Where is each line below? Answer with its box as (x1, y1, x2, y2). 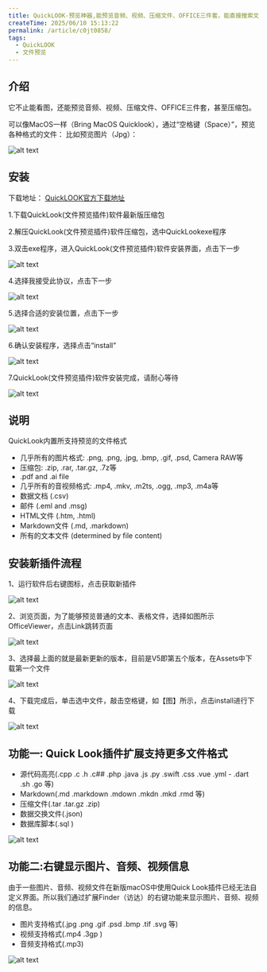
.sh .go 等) (19, 780, 54, 789)
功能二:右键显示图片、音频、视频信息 (8, 860, 190, 873)
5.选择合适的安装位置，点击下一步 (8, 308, 119, 318)
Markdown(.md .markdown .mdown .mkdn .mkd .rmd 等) (19, 789, 205, 799)
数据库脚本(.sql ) (19, 819, 74, 829)
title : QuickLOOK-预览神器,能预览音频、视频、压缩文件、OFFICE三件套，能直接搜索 (8, 11, 253, 20)
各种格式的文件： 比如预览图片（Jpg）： (8, 129, 138, 139)
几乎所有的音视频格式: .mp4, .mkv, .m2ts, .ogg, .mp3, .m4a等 (19, 482, 219, 491)
